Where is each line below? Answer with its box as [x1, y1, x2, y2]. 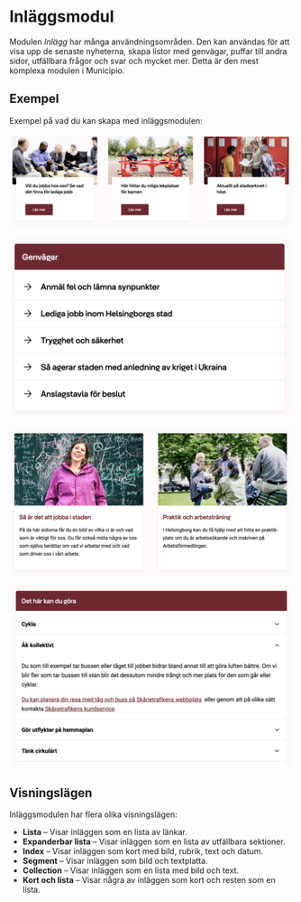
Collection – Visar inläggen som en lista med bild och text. [22, 865, 240, 876]
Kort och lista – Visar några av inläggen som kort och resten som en [22, 875, 277, 886]
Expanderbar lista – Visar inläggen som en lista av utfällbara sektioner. [22, 836, 286, 847]
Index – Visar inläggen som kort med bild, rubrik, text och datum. [22, 846, 264, 857]
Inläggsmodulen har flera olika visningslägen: [9, 809, 178, 820]
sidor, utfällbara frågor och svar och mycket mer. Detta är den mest [9, 55, 260, 66]
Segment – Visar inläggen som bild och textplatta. [22, 856, 209, 867]
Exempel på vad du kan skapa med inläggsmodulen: [9, 115, 203, 126]
